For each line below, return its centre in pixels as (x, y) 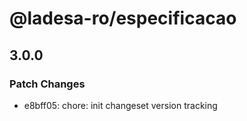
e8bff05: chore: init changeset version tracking (120, 105)
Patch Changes (47, 84)
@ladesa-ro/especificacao (123, 18)
